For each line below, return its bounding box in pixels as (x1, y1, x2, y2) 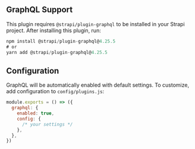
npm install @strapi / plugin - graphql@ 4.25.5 (6, 38, 116, 44)
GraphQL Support (6, 5, 73, 15)
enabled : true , (17, 110, 55, 116)
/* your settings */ (21, 121, 73, 127)
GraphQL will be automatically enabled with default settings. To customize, (6, 81, 189, 88)
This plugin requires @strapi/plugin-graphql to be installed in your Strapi (6, 20, 185, 27)
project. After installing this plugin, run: (6, 27, 101, 34)
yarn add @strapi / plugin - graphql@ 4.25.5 (6, 49, 108, 55)
